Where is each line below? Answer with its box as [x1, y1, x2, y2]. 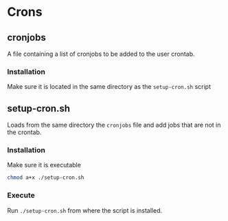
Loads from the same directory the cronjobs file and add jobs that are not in [7, 121, 221, 129]
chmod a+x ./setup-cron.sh [7, 174, 84, 181]
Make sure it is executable [7, 161, 81, 169]
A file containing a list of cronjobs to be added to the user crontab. [7, 50, 195, 58]
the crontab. [7, 128, 42, 136]
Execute [7, 191, 36, 200]
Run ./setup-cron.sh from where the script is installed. [7, 206, 163, 214]
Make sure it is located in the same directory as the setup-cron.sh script [7, 83, 212, 91]
